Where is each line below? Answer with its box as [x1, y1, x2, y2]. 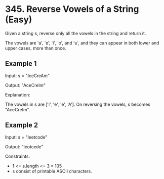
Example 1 [5, 59, 37, 68]
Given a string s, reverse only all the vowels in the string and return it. [5, 30, 146, 36]
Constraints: [5, 153, 30, 159]
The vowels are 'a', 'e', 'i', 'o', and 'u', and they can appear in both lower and [5, 40, 160, 45]
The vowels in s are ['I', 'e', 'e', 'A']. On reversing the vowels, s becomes [5, 101, 151, 107]
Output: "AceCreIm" [5, 82, 46, 88]
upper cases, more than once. [5, 45, 67, 51]
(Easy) [5, 14, 32, 25]
